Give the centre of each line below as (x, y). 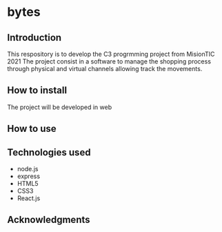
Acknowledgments (49, 220)
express (28, 176)
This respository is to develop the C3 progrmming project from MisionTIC (111, 54)
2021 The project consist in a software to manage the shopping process (109, 61)
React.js (29, 198)
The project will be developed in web (60, 107)
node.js (28, 169)
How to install (37, 90)
